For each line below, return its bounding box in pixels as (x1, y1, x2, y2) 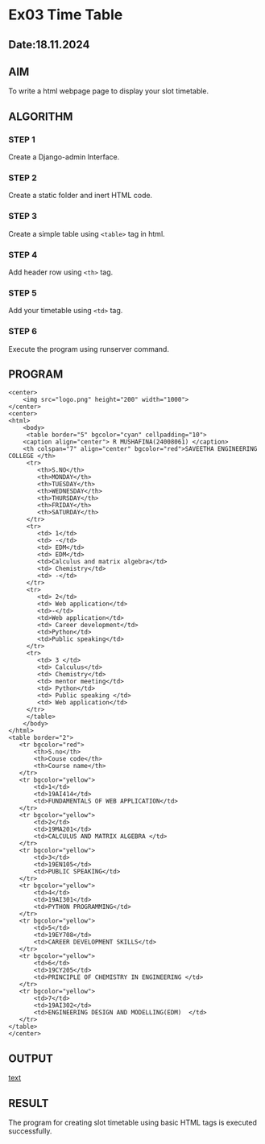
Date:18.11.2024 (8, 38, 90, 52)
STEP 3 (8, 211, 38, 222)
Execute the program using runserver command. (8, 344, 169, 353)
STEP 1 (8, 134, 35, 145)
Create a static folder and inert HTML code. (8, 191, 153, 200)
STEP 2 (8, 172, 38, 183)
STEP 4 (8, 249, 38, 260)
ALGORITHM (8, 109, 73, 123)
